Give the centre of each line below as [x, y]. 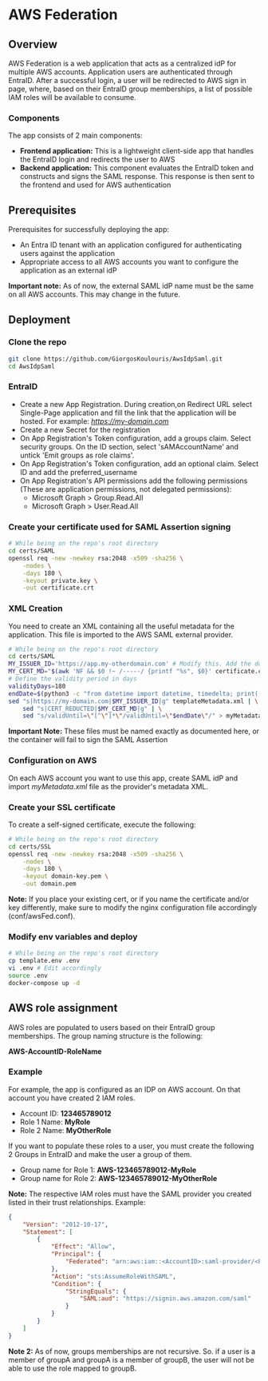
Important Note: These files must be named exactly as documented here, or [134, 731]
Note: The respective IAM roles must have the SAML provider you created [130, 1194]
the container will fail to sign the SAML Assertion [88, 740]
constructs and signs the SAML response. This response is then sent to [137, 177]
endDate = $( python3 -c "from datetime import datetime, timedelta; [121, 693]
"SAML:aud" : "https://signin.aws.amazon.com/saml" [165, 1299]
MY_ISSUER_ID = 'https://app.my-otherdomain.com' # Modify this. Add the [130, 664]
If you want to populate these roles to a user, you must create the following [131, 1146]
